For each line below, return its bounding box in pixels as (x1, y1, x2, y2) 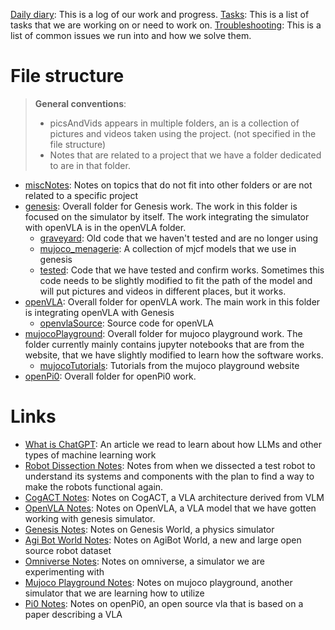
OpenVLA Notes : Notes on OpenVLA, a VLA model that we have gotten (24, 502, 317, 514)
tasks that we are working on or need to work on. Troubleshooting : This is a (10, 19, 322, 31)
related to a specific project (24, 189, 139, 201)
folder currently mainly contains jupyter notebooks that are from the (24, 338, 305, 350)
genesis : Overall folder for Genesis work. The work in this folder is (24, 200, 298, 212)
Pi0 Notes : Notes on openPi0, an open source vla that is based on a (24, 597, 304, 609)
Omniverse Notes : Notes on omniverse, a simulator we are (24, 555, 265, 567)
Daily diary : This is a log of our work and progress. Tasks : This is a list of (10, 9, 310, 20)
